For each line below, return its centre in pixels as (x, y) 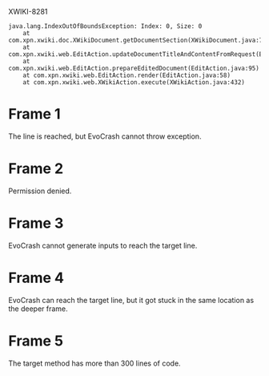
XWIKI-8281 (28, 12)
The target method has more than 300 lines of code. (95, 363)
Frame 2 (36, 169)
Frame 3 (36, 223)
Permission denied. (40, 191)
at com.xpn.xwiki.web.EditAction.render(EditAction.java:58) (126, 75)
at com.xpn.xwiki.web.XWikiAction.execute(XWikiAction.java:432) (134, 83)
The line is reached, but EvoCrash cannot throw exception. (105, 136)
